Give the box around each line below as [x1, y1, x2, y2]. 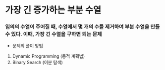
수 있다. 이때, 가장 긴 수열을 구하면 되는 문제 [5, 31, 102, 37]
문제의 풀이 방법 [12, 43, 43, 49]
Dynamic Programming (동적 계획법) [12, 53, 85, 59]
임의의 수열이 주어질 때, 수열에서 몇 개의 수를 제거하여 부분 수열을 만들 [5, 23, 160, 30]
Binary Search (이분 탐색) [12, 60, 63, 66]
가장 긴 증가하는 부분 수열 [5, 4, 102, 16]
